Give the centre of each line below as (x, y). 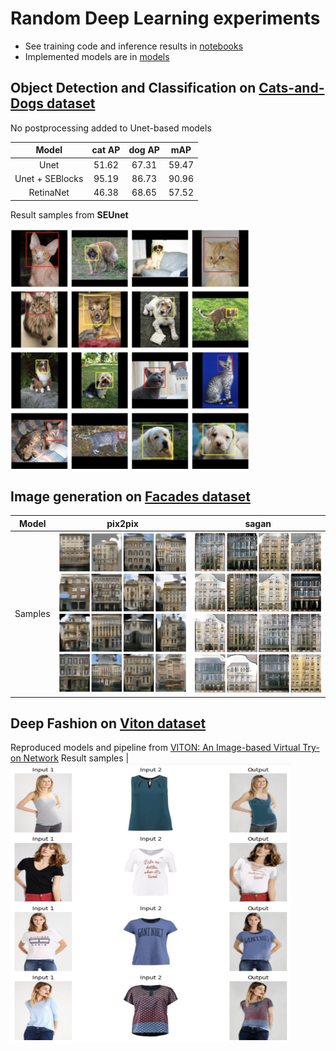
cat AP (106, 150)
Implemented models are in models (97, 56)
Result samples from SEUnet (69, 214)
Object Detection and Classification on (133, 88)
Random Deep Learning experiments (165, 18)
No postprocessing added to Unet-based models (111, 128)
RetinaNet (49, 192)
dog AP (144, 150)
